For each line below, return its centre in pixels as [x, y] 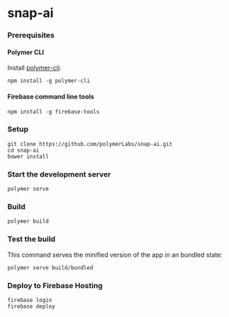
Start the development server [59, 174]
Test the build [31, 239]
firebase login [30, 300]
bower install [28, 156]
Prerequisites [31, 35]
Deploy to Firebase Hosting [55, 285]
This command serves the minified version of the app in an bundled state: [115, 255]
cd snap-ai [23, 150]
